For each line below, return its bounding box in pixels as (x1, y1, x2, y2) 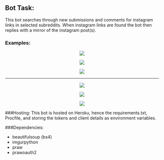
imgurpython (12, 139, 38, 145)
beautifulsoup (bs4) (12, 134, 52, 140)
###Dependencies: (5, 124, 44, 131)
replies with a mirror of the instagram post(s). (5, 27, 96, 33)
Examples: (5, 39, 31, 46)
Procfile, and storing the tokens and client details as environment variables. (5, 115, 157, 121)
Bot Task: (5, 4, 35, 12)
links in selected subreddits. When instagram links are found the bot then (5, 22, 152, 28)
